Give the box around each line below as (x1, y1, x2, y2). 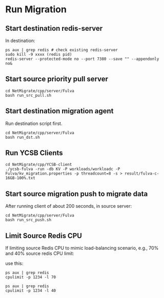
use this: (5, 260, 24, 267)
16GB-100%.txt (5, 176, 36, 181)
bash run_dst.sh (5, 135, 40, 140)
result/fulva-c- (125, 171, 159, 176)
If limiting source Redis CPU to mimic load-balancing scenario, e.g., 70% (5, 245, 159, 251)
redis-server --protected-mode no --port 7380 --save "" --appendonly (5, 56, 159, 61)
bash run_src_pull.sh (5, 93, 52, 98)
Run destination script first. (5, 120, 63, 126)
